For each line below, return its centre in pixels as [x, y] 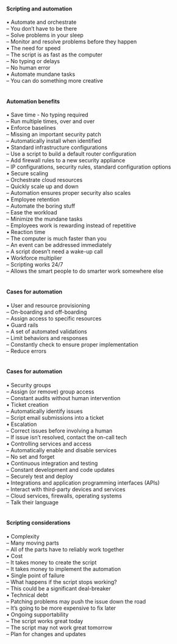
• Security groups [29, 385]
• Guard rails [22, 325]
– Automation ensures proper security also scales [69, 193]
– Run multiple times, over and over [51, 121]
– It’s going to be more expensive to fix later [61, 608]
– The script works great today [45, 621]
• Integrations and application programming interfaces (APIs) [83, 483]
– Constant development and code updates [60, 469]
